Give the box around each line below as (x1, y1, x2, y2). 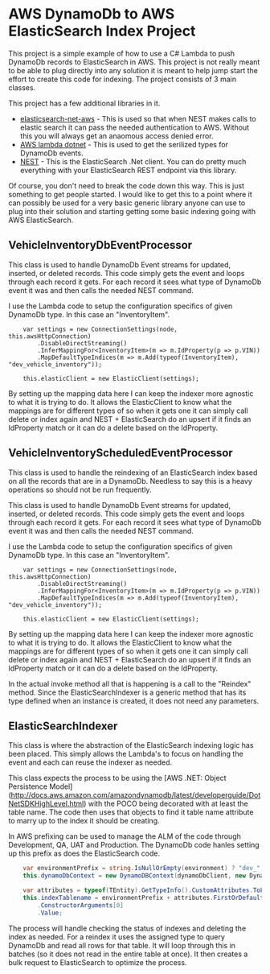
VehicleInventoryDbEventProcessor (8, 238, 193, 252)
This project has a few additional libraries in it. (8, 98, 161, 108)
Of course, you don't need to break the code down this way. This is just (8, 180, 245, 190)
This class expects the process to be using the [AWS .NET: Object (8, 774, 227, 783)
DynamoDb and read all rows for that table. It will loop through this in (8, 940, 235, 950)
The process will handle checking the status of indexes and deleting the (8, 923, 247, 933)
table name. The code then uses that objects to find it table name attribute (8, 807, 254, 817)
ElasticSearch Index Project (8, 22, 196, 40)
